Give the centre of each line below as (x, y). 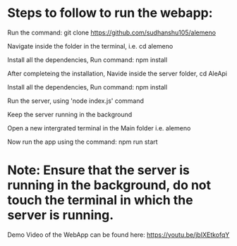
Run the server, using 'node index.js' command (76, 101)
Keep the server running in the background (70, 114)
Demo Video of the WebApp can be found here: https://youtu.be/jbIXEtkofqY (119, 235)
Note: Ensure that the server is (99, 170)
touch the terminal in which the (100, 201)
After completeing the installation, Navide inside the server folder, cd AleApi (117, 73)
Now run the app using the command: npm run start (83, 142)
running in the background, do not (109, 185)
